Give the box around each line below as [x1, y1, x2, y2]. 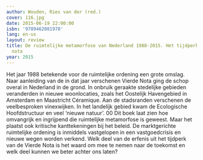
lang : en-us [6, 32, 36, 38]
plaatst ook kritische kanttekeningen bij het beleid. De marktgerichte [6, 122, 176, 129]
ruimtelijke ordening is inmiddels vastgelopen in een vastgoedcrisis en [6, 128, 181, 136]
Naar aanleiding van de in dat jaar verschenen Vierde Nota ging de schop [6, 77, 189, 84]
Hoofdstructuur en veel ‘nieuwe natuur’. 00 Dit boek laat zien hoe [6, 109, 169, 116]
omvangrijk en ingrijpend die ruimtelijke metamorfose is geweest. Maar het [6, 116, 192, 123]
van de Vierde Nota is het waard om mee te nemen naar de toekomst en [6, 141, 185, 148]
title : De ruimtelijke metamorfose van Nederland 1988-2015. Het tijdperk [6, 43, 199, 49]
